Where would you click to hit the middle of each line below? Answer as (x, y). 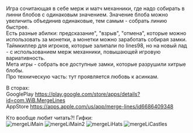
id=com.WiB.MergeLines (36, 100)
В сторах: (18, 88)
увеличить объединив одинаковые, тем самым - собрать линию (87, 21)
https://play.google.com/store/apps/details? (87, 94)
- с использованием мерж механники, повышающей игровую (83, 52)
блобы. (15, 70)
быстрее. (17, 27)
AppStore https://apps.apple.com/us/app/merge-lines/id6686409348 (90, 106)
